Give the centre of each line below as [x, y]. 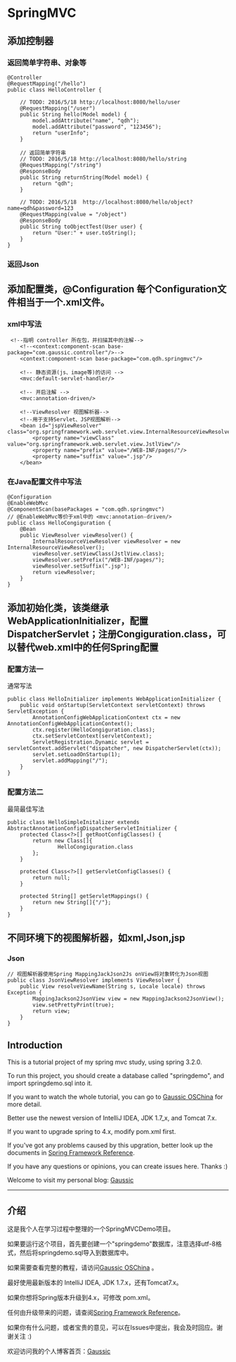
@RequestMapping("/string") [61, 165]
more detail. [25, 1104]
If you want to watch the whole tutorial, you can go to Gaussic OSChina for [115, 1097]
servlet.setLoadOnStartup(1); [77, 755]
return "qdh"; [53, 183]
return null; [52, 877]
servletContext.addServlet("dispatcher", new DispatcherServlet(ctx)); [114, 749]
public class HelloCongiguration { [59, 523]
